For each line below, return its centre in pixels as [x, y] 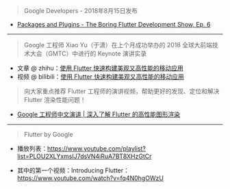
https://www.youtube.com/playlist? [96, 149]
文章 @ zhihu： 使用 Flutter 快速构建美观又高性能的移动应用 [100, 68]
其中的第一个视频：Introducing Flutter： [73, 170]
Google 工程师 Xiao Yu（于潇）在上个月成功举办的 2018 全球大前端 [118, 45]
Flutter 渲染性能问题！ [55, 100]
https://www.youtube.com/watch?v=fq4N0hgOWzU [90, 178]
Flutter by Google [48, 134]
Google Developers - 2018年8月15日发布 [81, 11]
